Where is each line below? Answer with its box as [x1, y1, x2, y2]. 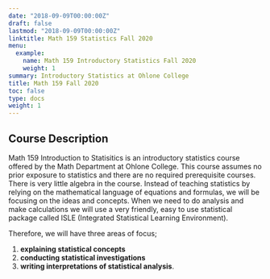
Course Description [8, 131, 109, 145]
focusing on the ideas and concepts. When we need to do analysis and [8, 195, 244, 206]
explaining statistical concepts [19, 244, 127, 254]
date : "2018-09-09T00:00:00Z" [8, 11, 110, 20]
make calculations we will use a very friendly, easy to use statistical [8, 204, 233, 214]
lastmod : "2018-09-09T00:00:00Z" [8, 27, 121, 35]
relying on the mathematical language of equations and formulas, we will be [8, 187, 260, 197]
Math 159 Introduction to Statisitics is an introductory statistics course [8, 152, 240, 162]
